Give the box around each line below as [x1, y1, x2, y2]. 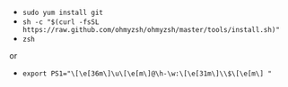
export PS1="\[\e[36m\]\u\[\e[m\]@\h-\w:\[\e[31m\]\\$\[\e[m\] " [22, 69, 272, 78]
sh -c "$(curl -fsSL [22, 18, 100, 27]
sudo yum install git [22, 8, 103, 17]
